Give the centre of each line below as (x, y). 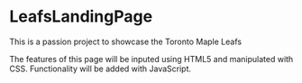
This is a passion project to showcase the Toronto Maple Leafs (125, 41)
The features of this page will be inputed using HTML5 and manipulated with (151, 59)
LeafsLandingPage (81, 17)
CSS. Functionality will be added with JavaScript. (101, 69)
